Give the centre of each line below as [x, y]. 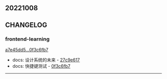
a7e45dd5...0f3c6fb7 [27, 50]
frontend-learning [27, 39]
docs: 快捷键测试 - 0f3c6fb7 [41, 66]
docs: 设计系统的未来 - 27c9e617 [46, 60]
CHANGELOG [26, 25]
